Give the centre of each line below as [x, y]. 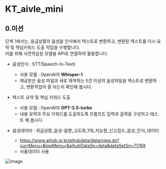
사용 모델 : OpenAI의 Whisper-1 [51, 74]
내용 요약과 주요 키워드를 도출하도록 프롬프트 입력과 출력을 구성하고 [84, 114]
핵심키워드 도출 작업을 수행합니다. [48, 47]
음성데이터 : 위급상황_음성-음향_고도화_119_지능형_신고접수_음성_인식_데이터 [85, 131]
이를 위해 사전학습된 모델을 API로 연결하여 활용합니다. [57, 53]
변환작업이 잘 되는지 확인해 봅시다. [59, 87]
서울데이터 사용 [34, 152]
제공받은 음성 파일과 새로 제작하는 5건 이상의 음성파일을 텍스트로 [82, 81]
